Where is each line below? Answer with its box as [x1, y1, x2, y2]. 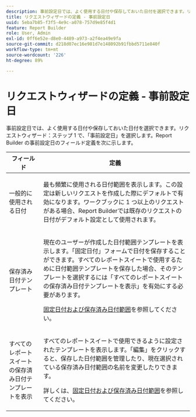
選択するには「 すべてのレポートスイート [72, 273, 183, 281]
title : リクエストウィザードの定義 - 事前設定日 [6, 14, 111, 20]
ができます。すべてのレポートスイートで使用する [43, 256, 177, 264]
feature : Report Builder [6, 25, 66, 31]
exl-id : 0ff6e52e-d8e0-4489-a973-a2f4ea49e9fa [6, 36, 121, 42]
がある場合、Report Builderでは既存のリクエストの [43, 207, 182, 215]
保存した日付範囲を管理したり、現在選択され [60, 354, 183, 363]
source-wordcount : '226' [6, 52, 66, 58]
